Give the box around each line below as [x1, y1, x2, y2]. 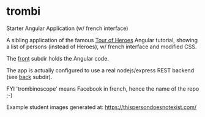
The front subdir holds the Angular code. [6, 55, 109, 62]
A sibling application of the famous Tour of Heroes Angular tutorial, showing [6, 36, 198, 43]
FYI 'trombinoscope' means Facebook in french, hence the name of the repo [6, 85, 199, 92]
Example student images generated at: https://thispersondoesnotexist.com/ [6, 103, 197, 111]
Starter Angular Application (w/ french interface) [6, 25, 129, 32]
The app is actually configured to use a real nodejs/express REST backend [6, 66, 195, 74]
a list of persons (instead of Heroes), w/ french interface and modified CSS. [6, 43, 197, 50]
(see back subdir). [6, 73, 53, 80]
